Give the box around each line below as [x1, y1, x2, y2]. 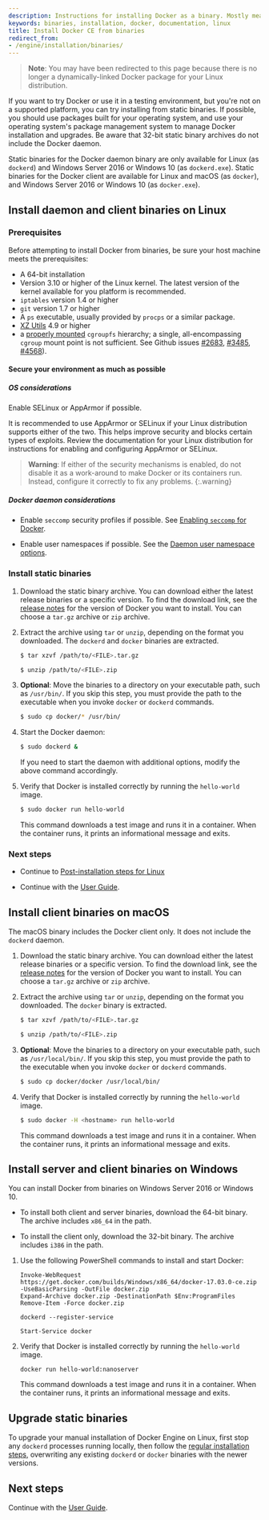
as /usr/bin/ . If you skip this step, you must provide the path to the [19, 689, 243, 699]
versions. [8, 1458, 38, 1468]
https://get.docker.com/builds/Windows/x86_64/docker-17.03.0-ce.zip [19, 1279, 258, 1287]
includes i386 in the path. [19, 1240, 104, 1250]
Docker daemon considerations [8, 495, 116, 505]
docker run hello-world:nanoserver [19, 1365, 139, 1374]
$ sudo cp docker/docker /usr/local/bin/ [19, 1077, 161, 1085]
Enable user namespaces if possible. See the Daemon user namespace [19, 539, 255, 549]
